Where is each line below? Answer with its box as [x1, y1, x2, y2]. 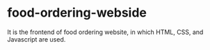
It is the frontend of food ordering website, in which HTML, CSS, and [7, 28, 204, 36]
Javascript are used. [7, 35, 66, 43]
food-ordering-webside [7, 5, 147, 21]
